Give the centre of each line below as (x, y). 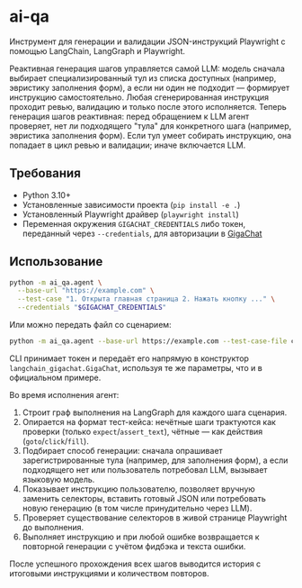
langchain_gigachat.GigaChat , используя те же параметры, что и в (136, 367)
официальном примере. (55, 377)
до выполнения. (53, 527)
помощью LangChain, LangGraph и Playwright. (98, 50)
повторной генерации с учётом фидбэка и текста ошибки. (134, 546)
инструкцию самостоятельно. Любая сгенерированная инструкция (139, 97)
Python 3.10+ (47, 194)
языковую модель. (58, 479)
